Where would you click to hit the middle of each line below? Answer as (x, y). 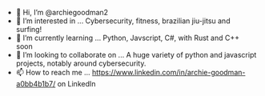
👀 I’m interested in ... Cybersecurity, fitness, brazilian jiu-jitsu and (123, 21)
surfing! (29, 29)
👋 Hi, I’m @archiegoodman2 (62, 12)
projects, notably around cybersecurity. (81, 63)
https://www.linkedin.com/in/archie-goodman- (169, 72)
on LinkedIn (76, 84)
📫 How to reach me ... (53, 72)
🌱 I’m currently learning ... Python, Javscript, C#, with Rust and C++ (128, 38)
